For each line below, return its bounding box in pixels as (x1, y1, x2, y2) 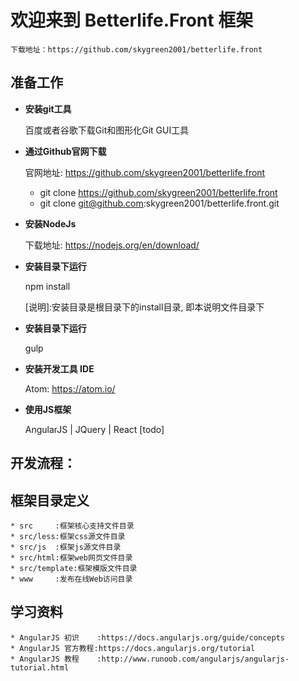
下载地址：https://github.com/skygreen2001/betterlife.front (10, 44, 263, 55)
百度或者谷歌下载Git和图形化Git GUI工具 (24, 124, 190, 136)
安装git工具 (24, 102, 72, 115)
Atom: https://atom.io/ (24, 382, 116, 395)
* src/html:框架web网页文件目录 (10, 552, 133, 563)
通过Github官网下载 (24, 145, 107, 157)
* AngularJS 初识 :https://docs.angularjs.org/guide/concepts (10, 632, 285, 643)
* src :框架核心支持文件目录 (10, 521, 135, 531)
